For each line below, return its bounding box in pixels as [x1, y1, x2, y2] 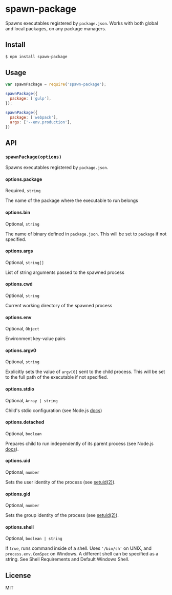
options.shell [5, 524, 34, 530]
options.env [5, 314, 32, 320]
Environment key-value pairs [5, 336, 66, 342]
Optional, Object [5, 326, 40, 332]
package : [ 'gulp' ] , [10, 96, 52, 101]
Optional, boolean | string [5, 535, 62, 542]
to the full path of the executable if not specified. [5, 374, 109, 380]
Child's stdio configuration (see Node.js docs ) [5, 407, 102, 414]
